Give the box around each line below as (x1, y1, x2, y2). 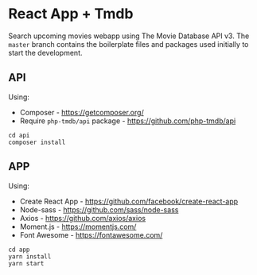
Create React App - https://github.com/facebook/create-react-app (19, 196, 239, 206)
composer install (8, 138, 66, 146)
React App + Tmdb (8, 5, 134, 23)
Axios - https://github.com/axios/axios (19, 213, 146, 223)
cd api (8, 131, 30, 139)
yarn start (8, 259, 45, 267)
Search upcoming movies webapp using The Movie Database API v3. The (8, 31, 250, 41)
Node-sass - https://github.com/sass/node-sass (19, 204, 179, 215)
